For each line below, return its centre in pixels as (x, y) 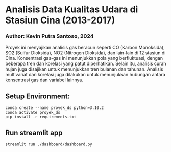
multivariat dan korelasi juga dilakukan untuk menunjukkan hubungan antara (85, 75)
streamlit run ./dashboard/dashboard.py (49, 144)
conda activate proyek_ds (33, 113)
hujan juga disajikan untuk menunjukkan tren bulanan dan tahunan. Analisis (84, 69)
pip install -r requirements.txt (41, 117)
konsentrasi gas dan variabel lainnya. (44, 80)
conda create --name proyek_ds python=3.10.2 (54, 108)
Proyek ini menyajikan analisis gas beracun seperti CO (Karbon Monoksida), (85, 48)
